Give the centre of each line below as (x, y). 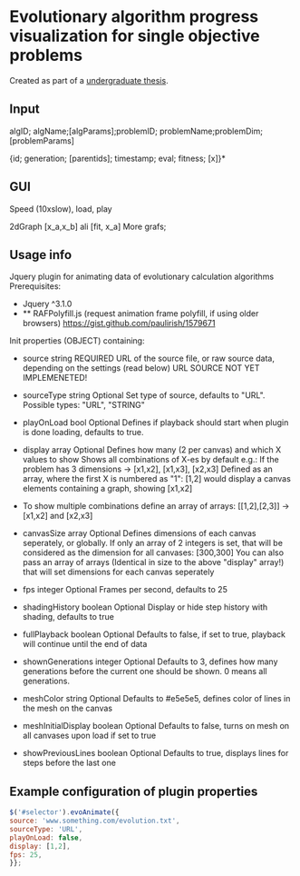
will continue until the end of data (85, 644)
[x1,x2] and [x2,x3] (58, 516)
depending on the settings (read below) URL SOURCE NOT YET (141, 368)
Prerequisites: (35, 286)
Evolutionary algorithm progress (134, 17)
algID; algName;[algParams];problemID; (84, 131)
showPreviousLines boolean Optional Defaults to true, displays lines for (155, 753)
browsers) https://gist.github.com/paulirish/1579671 (119, 324)
